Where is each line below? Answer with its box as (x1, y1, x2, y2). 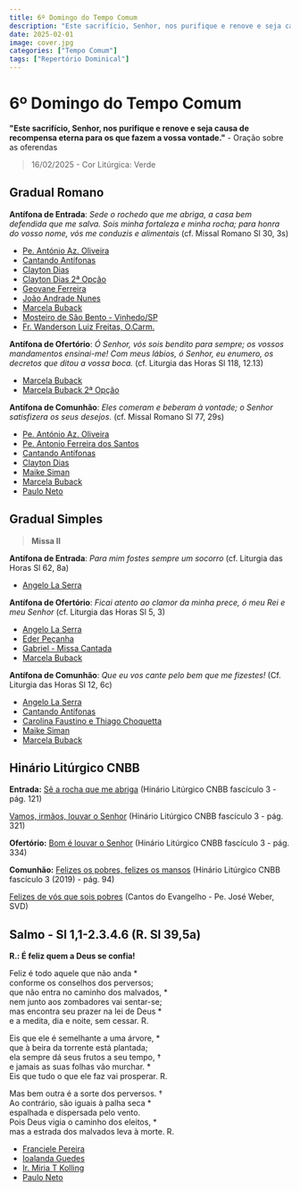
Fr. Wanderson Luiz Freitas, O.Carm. (21, 321, 155, 332)
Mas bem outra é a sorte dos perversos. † (9, 1088, 163, 1099)
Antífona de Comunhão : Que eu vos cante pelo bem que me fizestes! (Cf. (9, 669, 281, 680)
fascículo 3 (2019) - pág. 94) (9, 874, 115, 885)
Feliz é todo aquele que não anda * (9, 968, 138, 979)
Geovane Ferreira (21, 283, 87, 293)
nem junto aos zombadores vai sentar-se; (9, 997, 162, 1008)
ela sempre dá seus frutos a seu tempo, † (9, 1052, 162, 1063)
